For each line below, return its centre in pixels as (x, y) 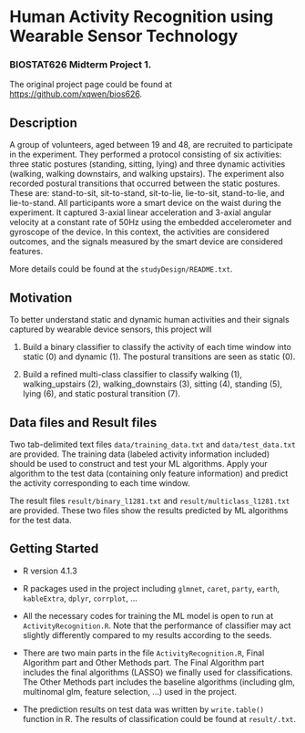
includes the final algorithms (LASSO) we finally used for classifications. (158, 672)
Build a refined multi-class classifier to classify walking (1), (132, 375)
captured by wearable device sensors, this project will (111, 329)
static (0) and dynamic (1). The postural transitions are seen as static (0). (159, 356)
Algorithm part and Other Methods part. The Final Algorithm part (143, 662)
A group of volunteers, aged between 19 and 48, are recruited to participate (151, 145)
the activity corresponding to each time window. (100, 483)
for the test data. (41, 520)
